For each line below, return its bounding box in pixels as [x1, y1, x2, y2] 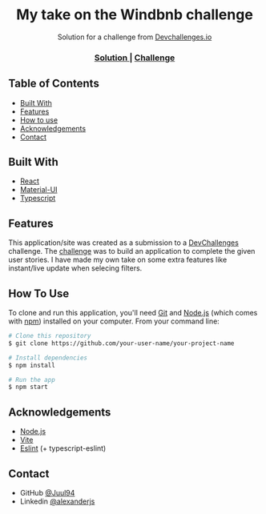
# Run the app [8, 375, 56, 383]
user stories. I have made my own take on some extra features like [8, 255, 228, 265]
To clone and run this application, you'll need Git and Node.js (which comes [8, 308, 258, 318]
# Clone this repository [8, 332, 91, 340]
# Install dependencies [8, 354, 88, 362]
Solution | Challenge [94, 52, 175, 63]
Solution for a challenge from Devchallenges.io [57, 32, 212, 42]
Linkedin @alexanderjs [19, 496, 95, 506]
